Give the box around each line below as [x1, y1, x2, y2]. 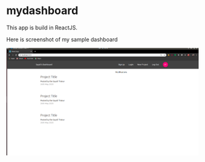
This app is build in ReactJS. [6, 24, 77, 31]
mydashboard [6, 4, 79, 18]
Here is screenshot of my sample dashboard [6, 35, 118, 43]
